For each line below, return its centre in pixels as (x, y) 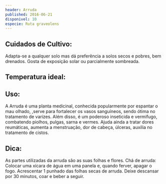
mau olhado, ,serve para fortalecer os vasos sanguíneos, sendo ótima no (80, 111)
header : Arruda (21, 10)
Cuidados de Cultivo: (39, 44)
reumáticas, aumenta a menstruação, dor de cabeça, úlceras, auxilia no (79, 127)
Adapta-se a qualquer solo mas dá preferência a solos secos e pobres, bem (83, 56)
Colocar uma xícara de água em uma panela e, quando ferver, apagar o (79, 166)
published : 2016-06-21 (29, 14)
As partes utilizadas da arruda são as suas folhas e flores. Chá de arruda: (81, 160)
